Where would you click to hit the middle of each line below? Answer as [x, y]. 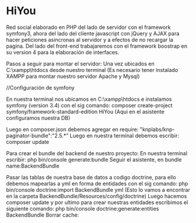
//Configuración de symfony [40, 87]
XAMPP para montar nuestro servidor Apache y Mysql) [73, 76]
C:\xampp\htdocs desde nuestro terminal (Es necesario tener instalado [92, 70]
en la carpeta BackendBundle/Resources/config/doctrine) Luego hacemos [97, 196]
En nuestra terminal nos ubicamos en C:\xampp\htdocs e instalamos [89, 99]
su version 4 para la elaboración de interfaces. [63, 52]
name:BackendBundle [33, 166]
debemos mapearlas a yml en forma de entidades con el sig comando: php [97, 183]
